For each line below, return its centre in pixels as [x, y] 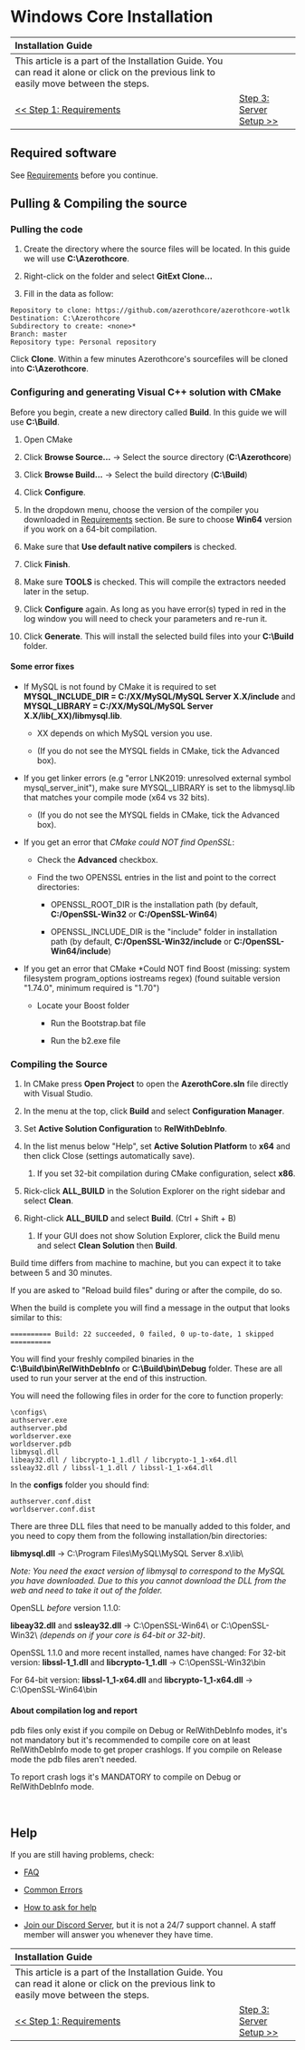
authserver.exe [39, 1421]
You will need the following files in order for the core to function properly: [147, 1396]
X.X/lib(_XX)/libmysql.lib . [73, 715]
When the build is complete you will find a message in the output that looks [150, 1308]
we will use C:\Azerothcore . [76, 259]
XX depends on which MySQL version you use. [124, 733]
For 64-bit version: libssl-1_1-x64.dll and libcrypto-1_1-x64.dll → [132, 1680]
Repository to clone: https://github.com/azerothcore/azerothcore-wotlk [150, 310]
